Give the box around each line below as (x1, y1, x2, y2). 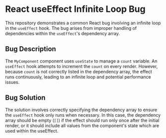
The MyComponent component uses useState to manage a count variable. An (5, 58, 158, 64)
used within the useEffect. (5, 128, 58, 134)
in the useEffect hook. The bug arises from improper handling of (5, 25, 137, 31)
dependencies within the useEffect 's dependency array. (5, 30, 120, 36)
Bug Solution (5, 93, 46, 102)
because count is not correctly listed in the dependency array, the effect (5, 69, 152, 74)
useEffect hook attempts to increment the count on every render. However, (5, 63, 158, 69)
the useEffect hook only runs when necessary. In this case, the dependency (5, 112, 161, 118)
